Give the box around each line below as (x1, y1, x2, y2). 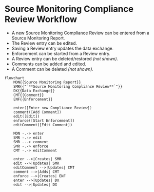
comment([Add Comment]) (13, 110, 62, 115)
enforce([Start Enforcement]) (13, 118, 75, 123)
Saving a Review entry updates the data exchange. (11, 45, 114, 51)
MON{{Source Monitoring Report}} (13, 79, 81, 85)
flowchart (4, 76, 25, 80)
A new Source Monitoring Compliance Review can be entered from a (11, 30, 150, 36)
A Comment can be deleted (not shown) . (11, 66, 94, 72)
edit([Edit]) (13, 114, 40, 119)
